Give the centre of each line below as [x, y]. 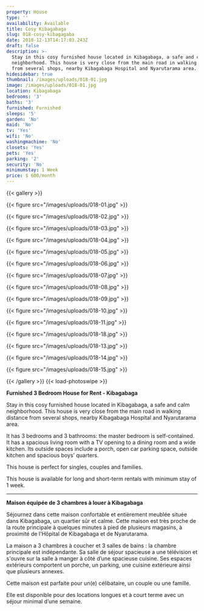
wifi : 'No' [20, 136]
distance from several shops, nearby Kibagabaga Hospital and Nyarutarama [101, 418]
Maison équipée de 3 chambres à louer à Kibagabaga [75, 503]
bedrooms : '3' [24, 97]
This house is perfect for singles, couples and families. [75, 467]
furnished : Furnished [34, 108]
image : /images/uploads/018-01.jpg [51, 86]
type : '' [17, 18]
